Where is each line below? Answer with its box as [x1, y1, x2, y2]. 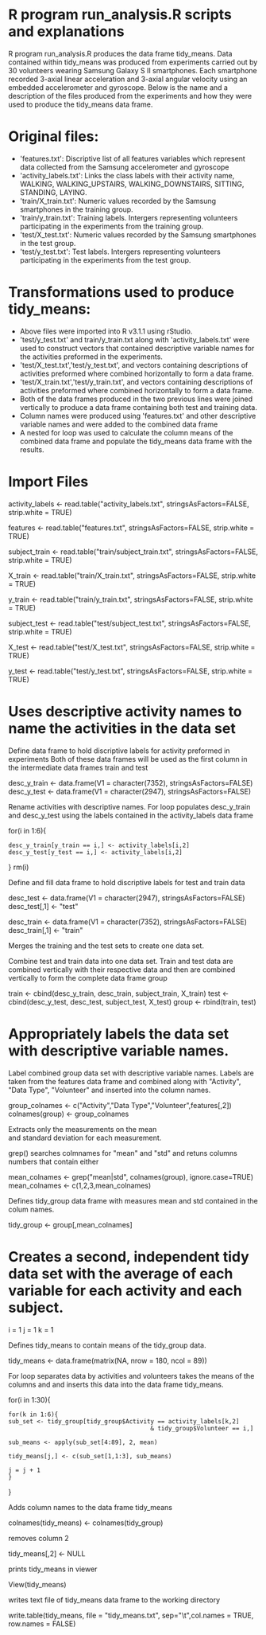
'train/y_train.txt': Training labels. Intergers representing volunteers [19, 213, 238, 222]
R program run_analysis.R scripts [8, 6, 232, 24]
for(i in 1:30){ [8, 1395, 51, 1404]
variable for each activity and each [8, 1282, 242, 1299]
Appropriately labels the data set [8, 1024, 229, 1043]
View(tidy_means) [8, 1579, 67, 1589]
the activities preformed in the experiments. [19, 352, 163, 361]
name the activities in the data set [8, 719, 236, 737]
